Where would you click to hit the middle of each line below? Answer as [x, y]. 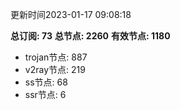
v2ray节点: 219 [55, 69]
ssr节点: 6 [45, 94]
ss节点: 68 [46, 82]
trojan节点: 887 [56, 57]
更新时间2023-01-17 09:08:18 [71, 14]
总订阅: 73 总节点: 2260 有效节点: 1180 [90, 36]
